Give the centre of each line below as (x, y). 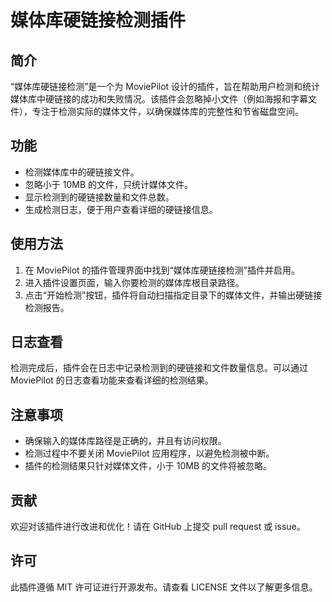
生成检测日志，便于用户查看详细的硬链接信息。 (121, 209)
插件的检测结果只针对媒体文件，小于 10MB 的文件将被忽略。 (148, 466)
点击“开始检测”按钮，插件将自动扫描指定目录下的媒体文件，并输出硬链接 (173, 295)
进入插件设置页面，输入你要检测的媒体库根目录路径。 (134, 282)
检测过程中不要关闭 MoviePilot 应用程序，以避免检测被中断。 (149, 453)
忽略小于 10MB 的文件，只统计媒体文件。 (109, 184)
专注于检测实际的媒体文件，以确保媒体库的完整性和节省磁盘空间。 (167, 111)
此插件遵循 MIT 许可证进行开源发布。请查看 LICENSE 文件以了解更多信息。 (164, 587)
